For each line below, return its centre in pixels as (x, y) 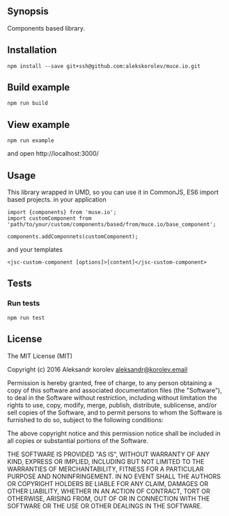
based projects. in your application (57, 200)
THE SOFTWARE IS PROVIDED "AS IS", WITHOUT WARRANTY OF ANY (109, 454)
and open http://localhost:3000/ (53, 154)
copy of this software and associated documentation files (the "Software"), (115, 390)
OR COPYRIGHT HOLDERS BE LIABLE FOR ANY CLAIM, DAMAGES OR (108, 483)
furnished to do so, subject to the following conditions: (85, 419)
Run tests (24, 303)
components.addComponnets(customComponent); (73, 237)
